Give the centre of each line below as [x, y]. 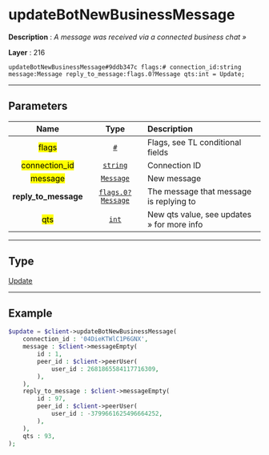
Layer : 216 [27, 52]
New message [174, 178]
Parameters [38, 106]
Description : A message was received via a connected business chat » [127, 37]
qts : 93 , [39, 436]
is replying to [171, 201]
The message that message [199, 191]
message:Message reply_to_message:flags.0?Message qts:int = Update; [127, 74]
